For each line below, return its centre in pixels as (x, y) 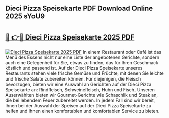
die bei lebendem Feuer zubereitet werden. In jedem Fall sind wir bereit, (80, 100)
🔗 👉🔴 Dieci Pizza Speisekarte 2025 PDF (70, 37)
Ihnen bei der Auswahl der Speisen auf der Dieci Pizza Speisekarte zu (78, 106)
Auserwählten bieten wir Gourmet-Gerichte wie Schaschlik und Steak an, (82, 95)
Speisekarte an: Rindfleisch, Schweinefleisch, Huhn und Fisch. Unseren (80, 90)
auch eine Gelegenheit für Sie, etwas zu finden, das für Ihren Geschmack (82, 63)
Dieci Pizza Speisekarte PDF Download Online (79, 8)
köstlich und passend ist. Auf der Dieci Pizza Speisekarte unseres (74, 68)
